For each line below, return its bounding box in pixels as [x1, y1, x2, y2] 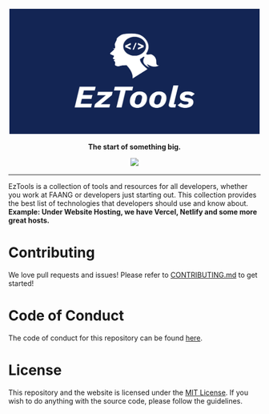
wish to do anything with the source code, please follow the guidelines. [8, 396, 243, 405]
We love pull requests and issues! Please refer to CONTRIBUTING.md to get [8, 270, 258, 279]
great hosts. [8, 215, 50, 225]
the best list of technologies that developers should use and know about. [8, 199, 249, 208]
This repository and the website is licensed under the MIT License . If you [8, 388, 249, 397]
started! [8, 278, 34, 288]
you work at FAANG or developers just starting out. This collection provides [8, 190, 257, 199]
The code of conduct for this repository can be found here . [8, 333, 203, 343]
